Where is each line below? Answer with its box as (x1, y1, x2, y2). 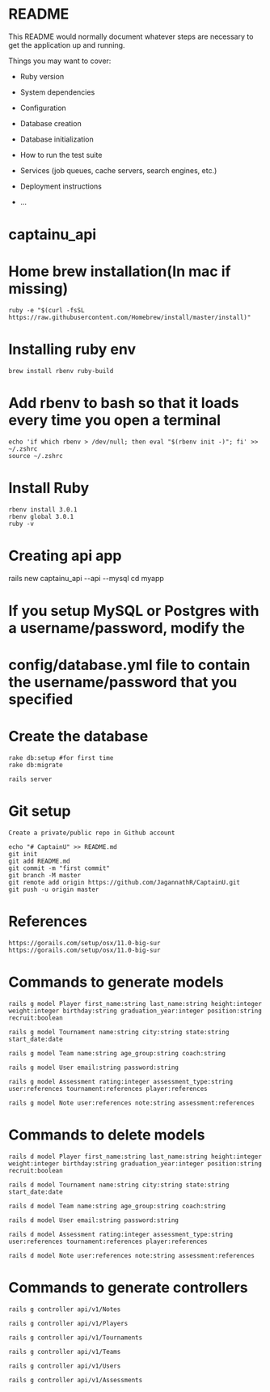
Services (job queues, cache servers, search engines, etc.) (19, 165, 217, 175)
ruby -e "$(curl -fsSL (8, 307, 85, 315)
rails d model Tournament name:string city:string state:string (8, 1181, 230, 1189)
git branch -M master (8, 872, 82, 880)
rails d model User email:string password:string (8, 1216, 179, 1224)
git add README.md (8, 857, 70, 866)
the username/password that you (8, 673, 238, 692)
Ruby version (19, 71, 65, 81)
